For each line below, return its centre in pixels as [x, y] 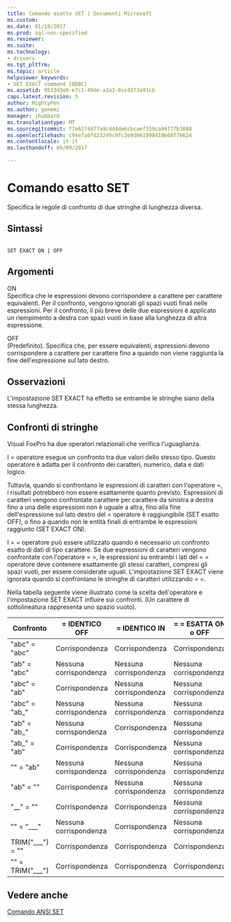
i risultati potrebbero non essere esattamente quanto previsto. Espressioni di [115, 492]
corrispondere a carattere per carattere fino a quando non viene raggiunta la [115, 353]
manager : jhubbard [33, 116]
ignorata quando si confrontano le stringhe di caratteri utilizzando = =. [107, 579]
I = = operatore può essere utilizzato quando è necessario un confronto [108, 543]
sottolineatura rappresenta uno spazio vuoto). [72, 607]
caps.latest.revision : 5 [43, 97]
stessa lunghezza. [33, 406]
